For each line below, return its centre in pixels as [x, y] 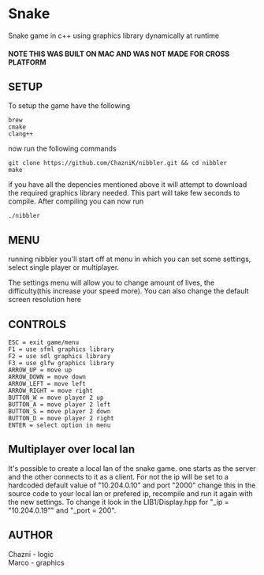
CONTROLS [37, 324]
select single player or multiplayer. [64, 267]
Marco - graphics [36, 562]
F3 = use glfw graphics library [61, 363]
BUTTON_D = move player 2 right [61, 418]
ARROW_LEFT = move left [47, 383]
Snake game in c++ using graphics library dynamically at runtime [113, 35]
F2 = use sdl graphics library [59, 356]
